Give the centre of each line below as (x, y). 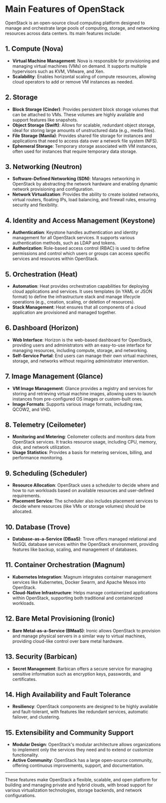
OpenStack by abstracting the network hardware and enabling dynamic (85, 184)
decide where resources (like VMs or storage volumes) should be (79, 506)
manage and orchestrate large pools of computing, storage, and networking (82, 28)
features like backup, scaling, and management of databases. (75, 549)
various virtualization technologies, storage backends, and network (74, 790)
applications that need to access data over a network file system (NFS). (85, 141)
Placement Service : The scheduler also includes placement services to (85, 501)
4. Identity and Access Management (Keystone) (80, 220)
